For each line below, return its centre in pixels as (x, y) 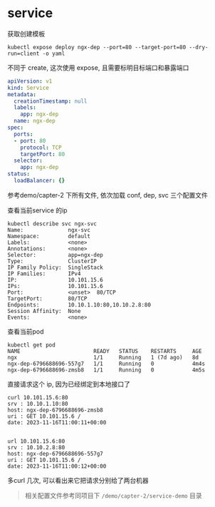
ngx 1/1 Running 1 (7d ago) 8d (103, 357)
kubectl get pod (31, 345)
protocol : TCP (41, 148)
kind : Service (28, 88)
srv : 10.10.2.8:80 (36, 447)
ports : (23, 134)
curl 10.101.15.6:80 (38, 397)
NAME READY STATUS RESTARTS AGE (105, 351)
